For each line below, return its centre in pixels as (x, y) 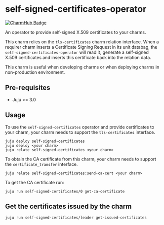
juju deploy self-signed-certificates (45, 141)
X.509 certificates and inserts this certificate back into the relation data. (78, 57)
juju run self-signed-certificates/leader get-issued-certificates (76, 218)
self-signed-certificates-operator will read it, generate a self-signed (77, 52)
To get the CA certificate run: (35, 182)
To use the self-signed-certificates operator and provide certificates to (80, 127)
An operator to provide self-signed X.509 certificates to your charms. (76, 32)
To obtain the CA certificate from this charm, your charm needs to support (81, 159)
